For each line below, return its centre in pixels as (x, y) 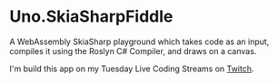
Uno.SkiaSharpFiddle (91, 17)
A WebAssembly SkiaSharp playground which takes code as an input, (139, 41)
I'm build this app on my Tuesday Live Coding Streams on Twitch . (132, 69)
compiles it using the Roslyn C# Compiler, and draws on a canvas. (133, 51)
